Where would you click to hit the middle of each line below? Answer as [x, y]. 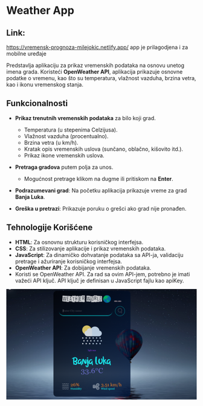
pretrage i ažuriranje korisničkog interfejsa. [69, 261]
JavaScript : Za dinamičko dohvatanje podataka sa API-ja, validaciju [99, 255]
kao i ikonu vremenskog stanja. [45, 84]
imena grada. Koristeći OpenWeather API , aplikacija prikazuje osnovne [95, 72]
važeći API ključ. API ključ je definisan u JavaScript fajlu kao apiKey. [99, 281]
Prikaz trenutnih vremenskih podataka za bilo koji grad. [85, 118]
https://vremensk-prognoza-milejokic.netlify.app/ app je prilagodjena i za [97, 47]
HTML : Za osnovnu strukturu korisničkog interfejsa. [79, 242]
